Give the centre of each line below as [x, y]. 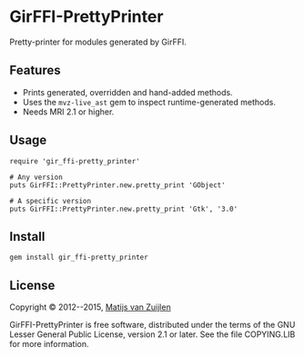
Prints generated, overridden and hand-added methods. [128, 92]
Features [35, 70]
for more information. [49, 344]
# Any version [36, 177]
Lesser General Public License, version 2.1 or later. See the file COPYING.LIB [152, 334]
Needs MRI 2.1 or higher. [68, 112]
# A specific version [51, 201]
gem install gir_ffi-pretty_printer [79, 258]
